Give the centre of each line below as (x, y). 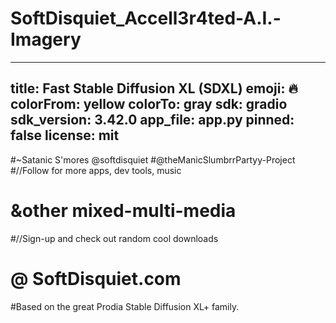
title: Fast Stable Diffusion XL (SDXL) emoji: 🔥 (154, 88)
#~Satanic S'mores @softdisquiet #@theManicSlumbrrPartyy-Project (153, 159)
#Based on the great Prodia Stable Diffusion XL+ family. (125, 306)
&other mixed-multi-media (123, 210)
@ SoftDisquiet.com (96, 278)
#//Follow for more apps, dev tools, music (96, 170)
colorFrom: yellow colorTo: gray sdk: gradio (149, 104)
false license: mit (65, 135)
